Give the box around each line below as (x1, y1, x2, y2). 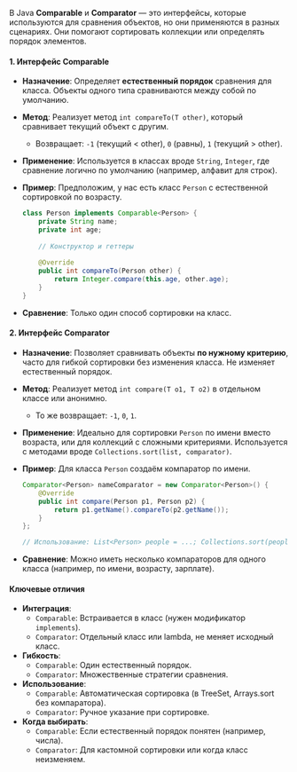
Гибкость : (21, 650, 61, 661)
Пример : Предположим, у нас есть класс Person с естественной (21, 182, 269, 193)
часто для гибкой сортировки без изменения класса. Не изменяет (21, 357, 276, 367)
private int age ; (38, 225, 103, 234)
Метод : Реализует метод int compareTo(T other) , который (21, 112, 244, 122)
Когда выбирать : (21, 716, 89, 727)
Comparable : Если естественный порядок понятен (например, (35, 726, 266, 737)
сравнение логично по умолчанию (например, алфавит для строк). (21, 165, 277, 176)
